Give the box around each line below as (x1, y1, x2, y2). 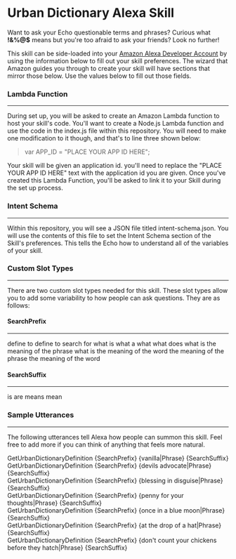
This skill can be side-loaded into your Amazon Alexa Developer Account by (7, 49, 228, 58)
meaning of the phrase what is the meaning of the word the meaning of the (7, 347, 225, 355)
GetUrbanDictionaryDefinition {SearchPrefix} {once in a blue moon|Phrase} (7, 506, 225, 514)
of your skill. (7, 246, 44, 254)
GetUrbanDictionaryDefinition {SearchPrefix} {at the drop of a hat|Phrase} (7, 521, 222, 530)
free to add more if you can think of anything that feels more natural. (7, 440, 206, 449)
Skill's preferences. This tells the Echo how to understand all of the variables (7, 239, 229, 247)
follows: (7, 301, 30, 310)
